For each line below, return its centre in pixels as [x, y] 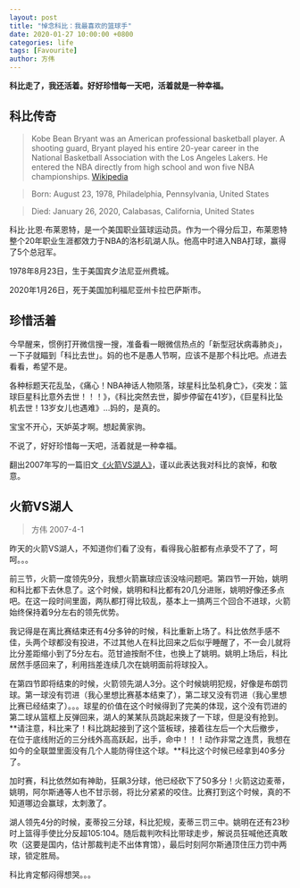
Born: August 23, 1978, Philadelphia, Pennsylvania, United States [150, 194]
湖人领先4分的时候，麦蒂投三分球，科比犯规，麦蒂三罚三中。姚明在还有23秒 [150, 822]
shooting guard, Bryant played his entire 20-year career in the [145, 147]
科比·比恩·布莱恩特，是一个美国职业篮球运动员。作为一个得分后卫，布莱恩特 [149, 230]
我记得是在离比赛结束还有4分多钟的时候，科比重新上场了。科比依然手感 [141, 632]
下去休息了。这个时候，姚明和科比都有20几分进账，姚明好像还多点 [162, 590]
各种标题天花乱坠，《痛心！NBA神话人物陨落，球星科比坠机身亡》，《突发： [145, 385]
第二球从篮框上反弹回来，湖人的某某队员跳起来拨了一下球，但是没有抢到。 [146, 717]
